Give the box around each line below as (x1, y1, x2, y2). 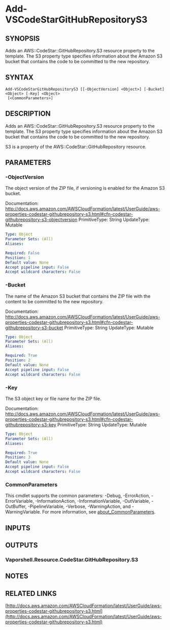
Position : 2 (5, 358, 30, 363)
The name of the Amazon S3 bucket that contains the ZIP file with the (5, 293, 151, 299)
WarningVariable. (5, 509, 42, 515)
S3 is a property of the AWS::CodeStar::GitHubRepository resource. (5, 144, 147, 150)
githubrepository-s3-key (5, 421, 57, 427)
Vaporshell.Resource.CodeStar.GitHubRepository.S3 (5, 556, 139, 563)
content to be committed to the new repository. (5, 298, 104, 304)
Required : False (5, 250, 40, 255)
